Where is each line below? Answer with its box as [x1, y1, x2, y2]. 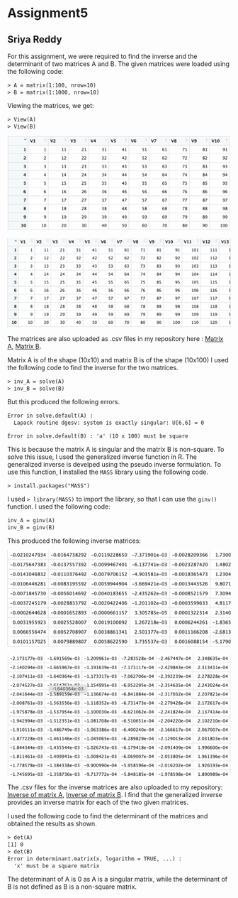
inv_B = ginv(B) [7, 524, 55, 531]
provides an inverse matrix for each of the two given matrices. [7, 798, 189, 806]
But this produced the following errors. [7, 398, 120, 406]
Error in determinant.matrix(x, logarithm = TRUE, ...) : [7, 855, 182, 862]
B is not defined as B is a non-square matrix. [7, 882, 137, 891]
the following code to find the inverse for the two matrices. [7, 364, 178, 372]
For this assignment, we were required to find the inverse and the [7, 52, 198, 60]
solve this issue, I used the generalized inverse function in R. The [7, 453, 197, 461]
